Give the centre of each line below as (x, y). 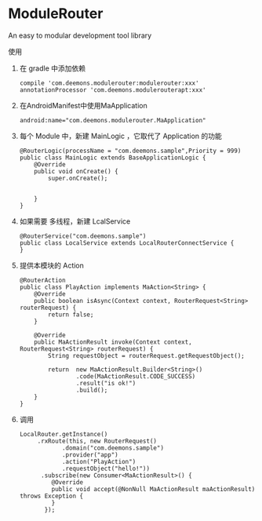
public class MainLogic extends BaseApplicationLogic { (113, 158)
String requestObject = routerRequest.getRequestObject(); (146, 355)
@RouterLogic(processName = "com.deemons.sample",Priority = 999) (130, 151)
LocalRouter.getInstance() (64, 434)
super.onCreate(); (78, 178)
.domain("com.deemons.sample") (113, 448)
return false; (71, 315)
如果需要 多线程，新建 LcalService (75, 221)
